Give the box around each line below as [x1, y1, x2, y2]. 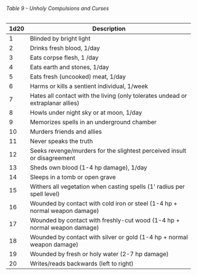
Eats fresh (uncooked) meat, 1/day [30, 73, 126, 81]
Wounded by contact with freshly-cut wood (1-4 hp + [30, 216, 180, 225]
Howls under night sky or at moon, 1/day [30, 108, 142, 117]
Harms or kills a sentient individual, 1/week [30, 82, 148, 90]
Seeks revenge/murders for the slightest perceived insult [30, 147, 186, 155]
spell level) [30, 190, 60, 198]
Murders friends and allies [30, 128, 102, 136]
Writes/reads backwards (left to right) [30, 260, 134, 268]
